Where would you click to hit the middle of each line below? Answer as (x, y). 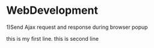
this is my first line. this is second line (53, 38)
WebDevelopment (52, 10)
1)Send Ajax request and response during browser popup (77, 27)
